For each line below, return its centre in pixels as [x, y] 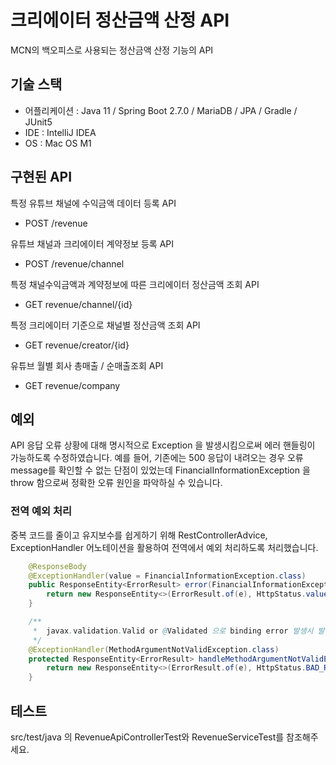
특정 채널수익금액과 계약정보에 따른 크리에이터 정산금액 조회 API [135, 284]
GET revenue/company [72, 385]
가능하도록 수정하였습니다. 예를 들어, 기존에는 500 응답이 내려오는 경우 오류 [157, 458]
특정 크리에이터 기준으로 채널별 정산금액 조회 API [105, 325]
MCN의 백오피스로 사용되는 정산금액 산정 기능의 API [112, 50]
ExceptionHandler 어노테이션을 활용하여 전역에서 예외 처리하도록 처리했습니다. [164, 547]
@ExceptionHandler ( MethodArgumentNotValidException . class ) [154, 649]
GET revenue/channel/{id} [78, 304]
